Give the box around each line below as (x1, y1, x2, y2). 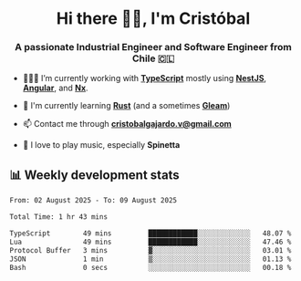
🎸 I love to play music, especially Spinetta (22, 140, 181, 151)
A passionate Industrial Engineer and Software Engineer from (15, 41, 292, 54)
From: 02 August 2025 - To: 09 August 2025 (9, 196, 178, 205)
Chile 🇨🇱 (131, 52, 175, 65)
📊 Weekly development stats (9, 167, 180, 182)
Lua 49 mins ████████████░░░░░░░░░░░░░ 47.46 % (9, 237, 292, 246)
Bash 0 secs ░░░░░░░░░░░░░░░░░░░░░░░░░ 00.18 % (9, 263, 292, 272)
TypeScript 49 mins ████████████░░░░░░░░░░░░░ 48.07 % (9, 229, 292, 238)
